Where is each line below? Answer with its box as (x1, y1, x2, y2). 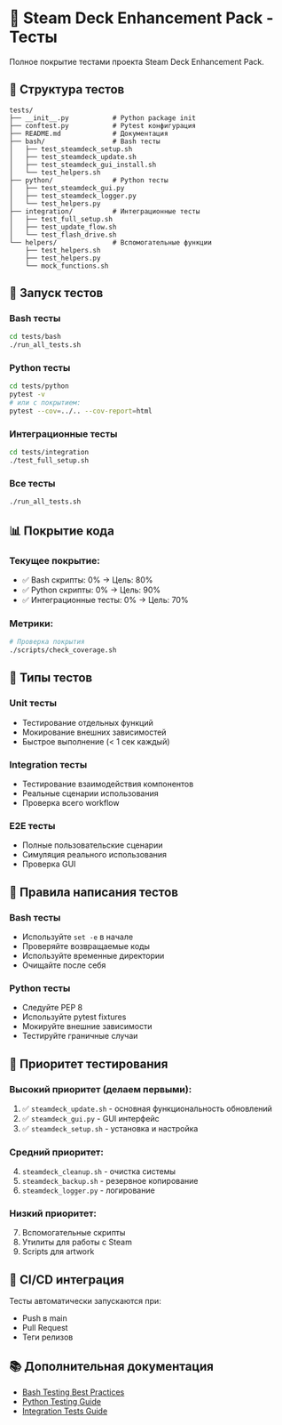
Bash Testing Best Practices (21, 1387, 125, 1397)
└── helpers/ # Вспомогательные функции (9, 237, 213, 247)
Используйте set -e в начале (21, 931, 134, 942)
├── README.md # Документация (9, 129, 168, 138)
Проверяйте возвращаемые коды (21, 940, 151, 951)
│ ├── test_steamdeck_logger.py (9, 191, 137, 200)
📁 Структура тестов (9, 82, 125, 97)
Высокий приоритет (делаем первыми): (9, 1083, 192, 1095)
